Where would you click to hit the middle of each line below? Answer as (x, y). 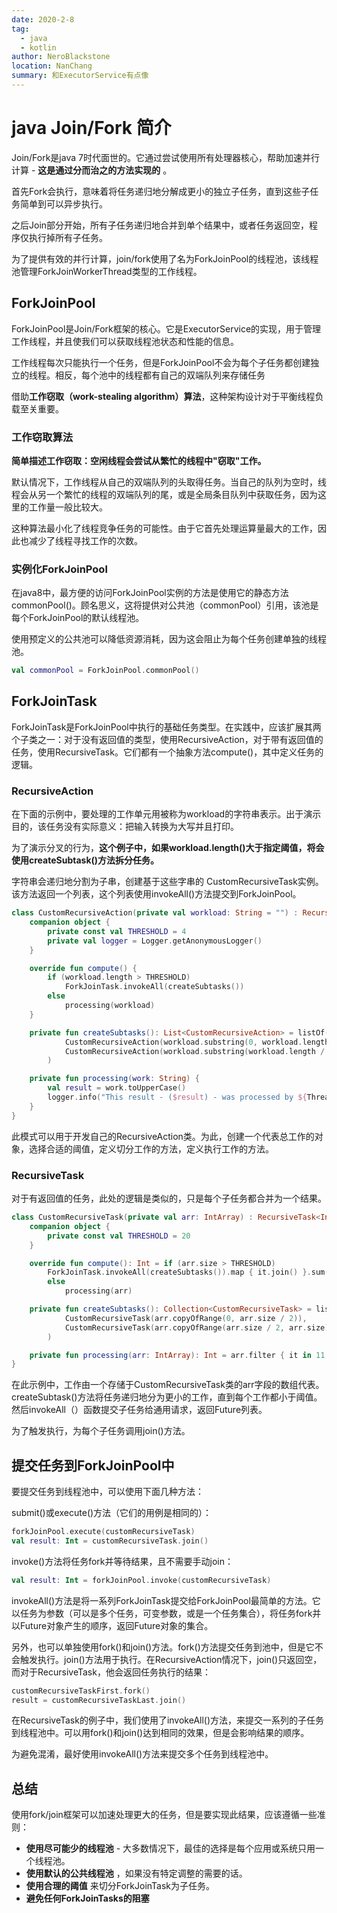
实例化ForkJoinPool (59, 569)
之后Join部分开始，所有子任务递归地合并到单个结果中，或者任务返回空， (160, 225)
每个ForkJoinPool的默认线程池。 (78, 618)
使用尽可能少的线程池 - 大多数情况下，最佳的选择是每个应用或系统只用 (170, 1848)
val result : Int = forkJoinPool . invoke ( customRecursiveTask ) (141, 1580)
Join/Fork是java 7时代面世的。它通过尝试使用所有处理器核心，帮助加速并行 (165, 157)
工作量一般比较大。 (68, 507)
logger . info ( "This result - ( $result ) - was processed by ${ (177, 1097)
